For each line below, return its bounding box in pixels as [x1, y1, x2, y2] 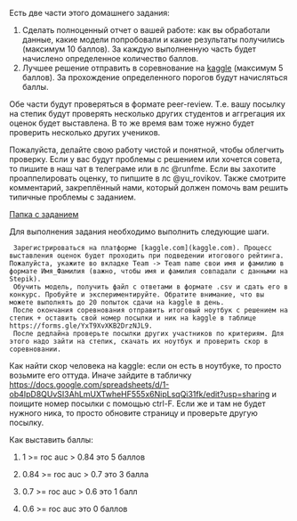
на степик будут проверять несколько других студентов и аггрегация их [9, 109, 286, 118]
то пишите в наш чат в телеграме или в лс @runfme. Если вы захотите [9, 164, 277, 174]
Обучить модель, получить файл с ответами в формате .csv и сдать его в [12, 282, 289, 291]
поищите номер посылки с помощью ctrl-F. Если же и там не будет [9, 398, 266, 409]
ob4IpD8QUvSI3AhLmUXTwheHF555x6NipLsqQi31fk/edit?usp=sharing [9, 389, 270, 399]
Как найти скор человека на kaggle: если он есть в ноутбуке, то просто [9, 361, 282, 370]
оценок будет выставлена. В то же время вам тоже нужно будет [9, 118, 255, 128]
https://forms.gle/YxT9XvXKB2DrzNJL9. [9, 322, 153, 330]
